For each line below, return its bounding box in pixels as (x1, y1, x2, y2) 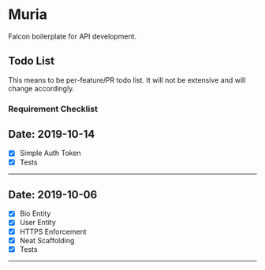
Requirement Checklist (8, 103, 99, 114)
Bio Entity (19, 209, 51, 218)
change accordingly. (8, 83, 75, 93)
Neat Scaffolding (19, 235, 75, 245)
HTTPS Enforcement (19, 227, 87, 236)
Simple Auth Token (19, 148, 81, 158)
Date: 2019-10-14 (8, 128, 95, 141)
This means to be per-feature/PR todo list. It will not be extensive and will (8, 75, 246, 84)
